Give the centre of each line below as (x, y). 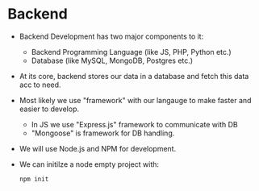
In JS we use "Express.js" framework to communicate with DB (135, 124)
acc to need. (40, 85)
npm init (34, 179)
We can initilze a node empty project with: (89, 164)
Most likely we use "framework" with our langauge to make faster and (135, 100)
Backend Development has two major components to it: (111, 36)
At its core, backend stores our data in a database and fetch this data (134, 76)
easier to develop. (49, 109)
